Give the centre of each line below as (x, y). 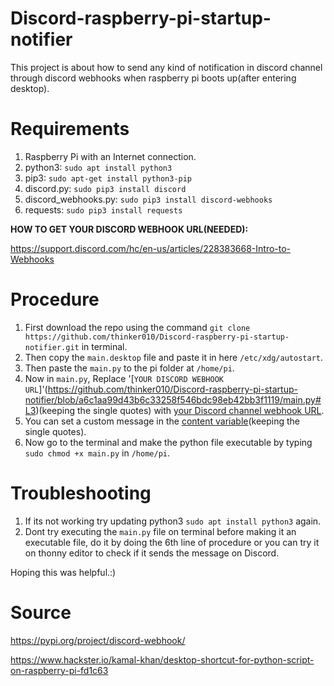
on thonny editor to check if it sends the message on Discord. (152, 553)
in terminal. (104, 346)
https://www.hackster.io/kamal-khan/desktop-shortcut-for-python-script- (162, 659)
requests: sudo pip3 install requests (103, 209)
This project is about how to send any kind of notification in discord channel (166, 67)
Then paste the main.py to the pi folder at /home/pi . (129, 368)
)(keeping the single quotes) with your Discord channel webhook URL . (180, 410)
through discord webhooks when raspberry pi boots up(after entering (153, 78)
